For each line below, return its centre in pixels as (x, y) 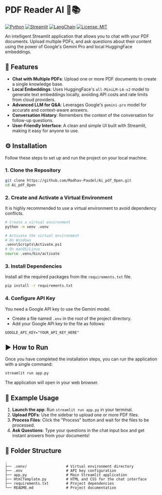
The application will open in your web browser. (52, 383)
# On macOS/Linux (23, 249)
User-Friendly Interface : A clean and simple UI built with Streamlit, (79, 125)
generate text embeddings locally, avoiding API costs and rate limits (80, 94)
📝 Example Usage (32, 398)
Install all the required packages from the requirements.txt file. (68, 277)
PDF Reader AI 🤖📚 (43, 10)
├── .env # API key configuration (61, 471)
